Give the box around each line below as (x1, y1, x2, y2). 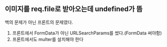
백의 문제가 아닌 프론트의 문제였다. (5, 19, 73, 25)
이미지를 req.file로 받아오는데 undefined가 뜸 (5, 5, 143, 14)
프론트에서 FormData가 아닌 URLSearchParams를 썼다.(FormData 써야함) (12, 30, 162, 36)
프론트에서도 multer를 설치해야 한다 (12, 36, 84, 42)
